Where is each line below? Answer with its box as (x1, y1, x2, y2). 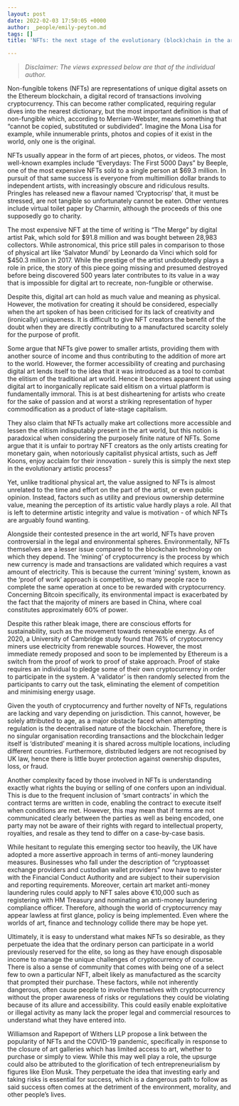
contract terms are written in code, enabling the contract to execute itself (7, 798, 222, 807)
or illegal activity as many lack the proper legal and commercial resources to (7, 1008, 231, 1017)
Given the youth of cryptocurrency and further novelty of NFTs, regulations (7, 701, 228, 710)
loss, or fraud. (7, 762, 48, 771)
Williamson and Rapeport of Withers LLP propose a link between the (7, 1030, 208, 1038)
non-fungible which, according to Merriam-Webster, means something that (7, 115, 228, 123)
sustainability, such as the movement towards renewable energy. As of (7, 627, 215, 636)
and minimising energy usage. (7, 688, 96, 696)
